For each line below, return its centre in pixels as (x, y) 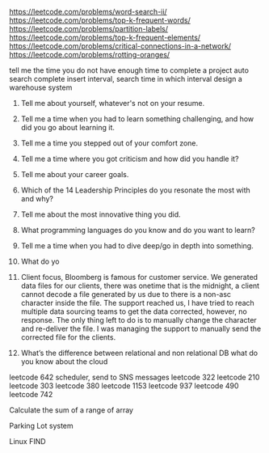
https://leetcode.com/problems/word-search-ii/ (88, 12)
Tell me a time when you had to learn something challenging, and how (137, 119)
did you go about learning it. (68, 127)
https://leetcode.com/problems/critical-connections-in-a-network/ (120, 46)
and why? (37, 199)
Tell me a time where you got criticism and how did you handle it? (130, 159)
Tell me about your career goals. (75, 174)
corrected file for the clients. (68, 337)
